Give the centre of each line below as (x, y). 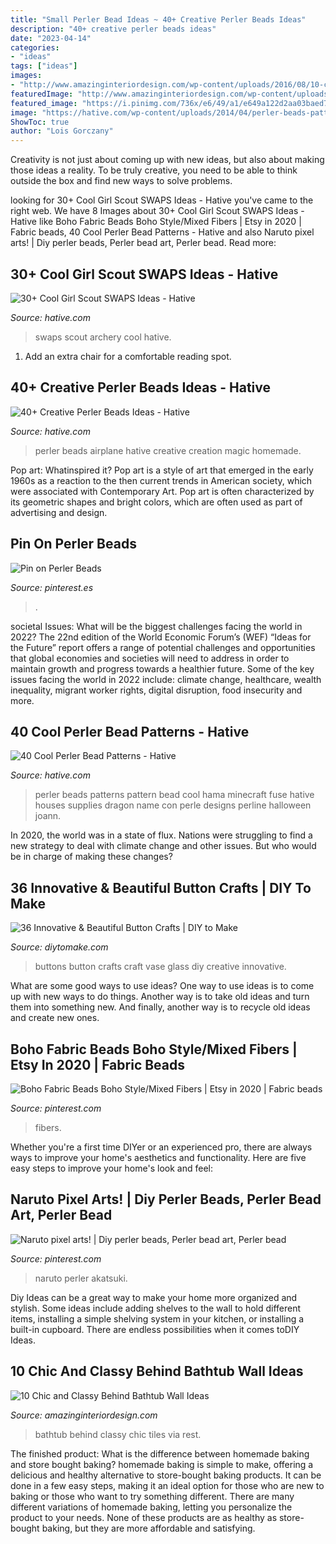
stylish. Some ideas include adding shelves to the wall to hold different (156, 1308)
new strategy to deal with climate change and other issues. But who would (163, 846)
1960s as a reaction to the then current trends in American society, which (161, 480)
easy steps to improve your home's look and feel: (111, 1168)
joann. (48, 816)
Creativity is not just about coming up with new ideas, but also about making (167, 160)
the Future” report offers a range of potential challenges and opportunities (163, 647)
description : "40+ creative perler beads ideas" (113, 29)
